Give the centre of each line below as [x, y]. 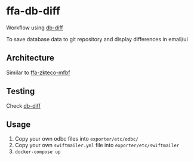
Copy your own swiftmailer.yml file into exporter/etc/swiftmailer [97, 145]
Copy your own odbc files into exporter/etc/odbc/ [77, 139]
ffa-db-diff [33, 11]
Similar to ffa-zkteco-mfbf [38, 72]
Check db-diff [23, 105]
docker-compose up [38, 152]
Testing [21, 91]
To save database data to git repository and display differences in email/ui [97, 39]
